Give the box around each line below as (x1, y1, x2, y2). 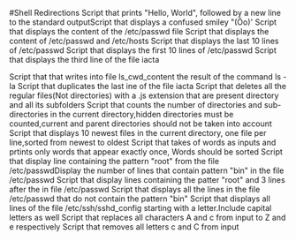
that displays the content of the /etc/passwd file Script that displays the (9, 26, 269, 36)
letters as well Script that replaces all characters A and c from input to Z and (9, 212, 286, 222)
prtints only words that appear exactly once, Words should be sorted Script (9, 147, 283, 157)
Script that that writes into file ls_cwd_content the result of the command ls (9, 72, 281, 82)
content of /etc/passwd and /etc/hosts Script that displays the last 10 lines (9, 35, 279, 46)
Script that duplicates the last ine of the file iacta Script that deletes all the (17, 81, 287, 91)
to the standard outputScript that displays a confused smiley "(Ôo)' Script (9, 17, 277, 27)
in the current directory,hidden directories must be (49, 109, 234, 119)
